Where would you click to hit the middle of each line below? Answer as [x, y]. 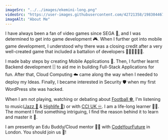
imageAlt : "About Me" [28, 19]
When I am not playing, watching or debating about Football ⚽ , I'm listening [83, 99]
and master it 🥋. [21, 117]
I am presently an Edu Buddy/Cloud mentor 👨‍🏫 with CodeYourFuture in [78, 127]
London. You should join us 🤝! [36, 132]
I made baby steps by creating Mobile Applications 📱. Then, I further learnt [82, 61]
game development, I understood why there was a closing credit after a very [84, 46]
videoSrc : [15, 15]
